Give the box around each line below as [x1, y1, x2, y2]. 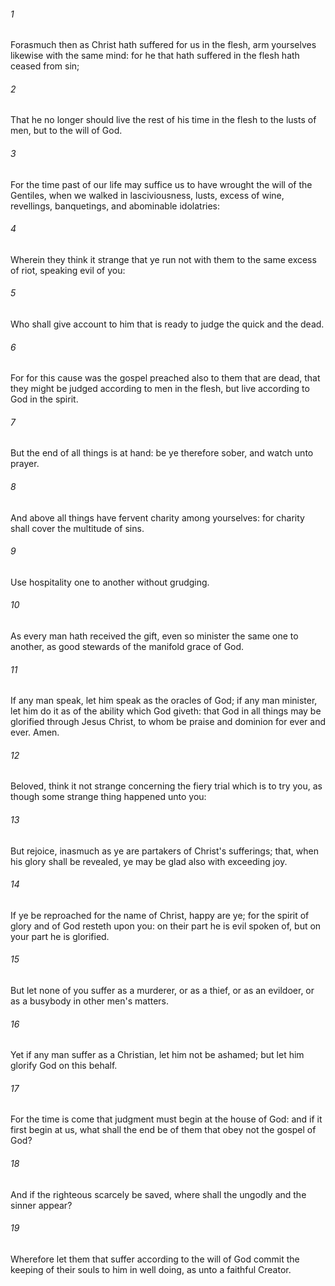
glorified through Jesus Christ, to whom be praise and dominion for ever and [10, 716, 326, 728]
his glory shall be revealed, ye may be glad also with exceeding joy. [10, 855, 288, 867]
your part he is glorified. [10, 930, 110, 942]
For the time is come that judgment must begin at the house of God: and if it [10, 1113, 323, 1125]
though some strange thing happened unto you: [10, 791, 207, 803]
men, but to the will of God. [10, 125, 123, 137]
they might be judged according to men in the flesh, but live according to [10, 383, 310, 395]
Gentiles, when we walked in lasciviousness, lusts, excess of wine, [10, 189, 285, 201]
